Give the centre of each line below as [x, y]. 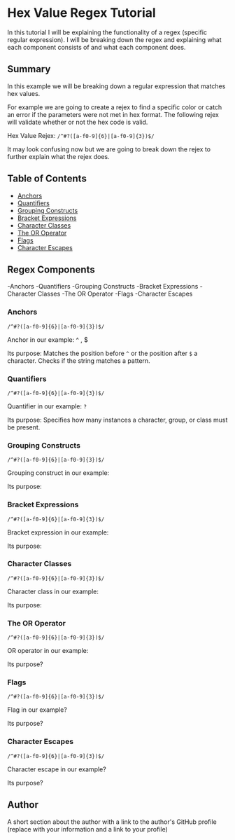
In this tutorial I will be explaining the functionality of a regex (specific [107, 32]
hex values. [24, 93]
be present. [24, 427]
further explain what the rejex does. [58, 156]
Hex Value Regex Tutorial [81, 13]
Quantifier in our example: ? [47, 406]
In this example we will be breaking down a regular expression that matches [116, 86]
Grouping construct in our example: [58, 473]
